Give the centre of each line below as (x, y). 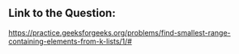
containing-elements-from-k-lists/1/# (70, 41)
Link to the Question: (62, 13)
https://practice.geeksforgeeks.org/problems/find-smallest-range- (119, 32)
